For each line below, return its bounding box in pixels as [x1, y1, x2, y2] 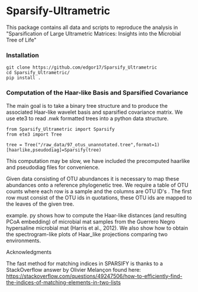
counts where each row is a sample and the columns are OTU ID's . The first [6, 188, 192, 195]
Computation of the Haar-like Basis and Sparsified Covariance [6, 89, 189, 97]
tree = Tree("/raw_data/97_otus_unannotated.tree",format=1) [6, 142, 160, 147]
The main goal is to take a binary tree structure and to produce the [6, 102, 168, 109]
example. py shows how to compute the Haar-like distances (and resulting [6, 211, 187, 219]
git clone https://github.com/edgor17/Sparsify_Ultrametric [6, 65, 158, 70]
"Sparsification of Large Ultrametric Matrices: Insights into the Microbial [6, 30, 181, 37]
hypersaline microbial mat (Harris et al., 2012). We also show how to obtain [6, 224, 188, 232]
